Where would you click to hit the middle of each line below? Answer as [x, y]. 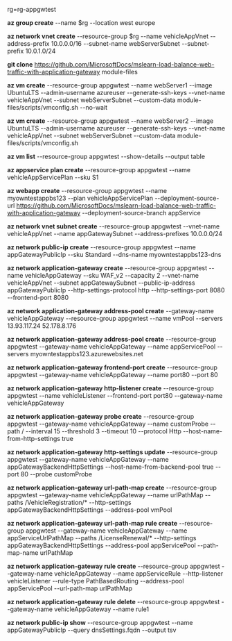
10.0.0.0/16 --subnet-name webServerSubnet [115, 43]
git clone [20, 64]
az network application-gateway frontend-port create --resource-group [113, 367]
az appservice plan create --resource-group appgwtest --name [99, 170]
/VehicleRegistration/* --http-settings [78, 502]
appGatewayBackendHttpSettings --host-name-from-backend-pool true [110, 467]
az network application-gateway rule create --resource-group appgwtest [114, 566]
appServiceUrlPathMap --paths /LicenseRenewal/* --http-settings [102, 538]
